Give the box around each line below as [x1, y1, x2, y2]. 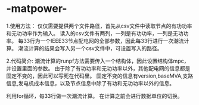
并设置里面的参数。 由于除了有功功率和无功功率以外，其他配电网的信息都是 [6, 64, 191, 72]
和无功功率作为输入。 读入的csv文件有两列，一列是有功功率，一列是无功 [6, 29, 184, 37]
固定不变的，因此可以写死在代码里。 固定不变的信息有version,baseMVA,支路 [6, 72, 194, 79]
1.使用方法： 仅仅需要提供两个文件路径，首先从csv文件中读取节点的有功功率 [6, 22, 192, 29]
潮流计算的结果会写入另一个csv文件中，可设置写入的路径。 [17, 44, 163, 52]
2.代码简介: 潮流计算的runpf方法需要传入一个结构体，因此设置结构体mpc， [6, 57, 189, 64]
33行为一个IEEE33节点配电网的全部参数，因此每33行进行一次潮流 [23, 37, 184, 44]
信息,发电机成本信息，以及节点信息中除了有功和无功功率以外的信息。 [6, 79, 175, 87]
